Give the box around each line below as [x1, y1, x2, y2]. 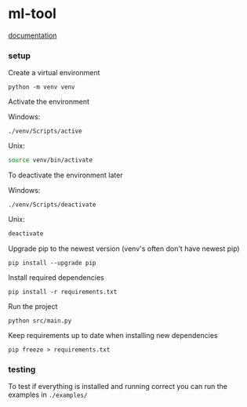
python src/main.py [8, 317, 72, 325]
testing [8, 364, 36, 375]
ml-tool [8, 5, 57, 23]
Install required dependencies [8, 272, 104, 282]
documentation [8, 31, 57, 40]
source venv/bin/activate [8, 156, 93, 165]
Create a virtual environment [8, 68, 100, 78]
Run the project [8, 301, 58, 311]
